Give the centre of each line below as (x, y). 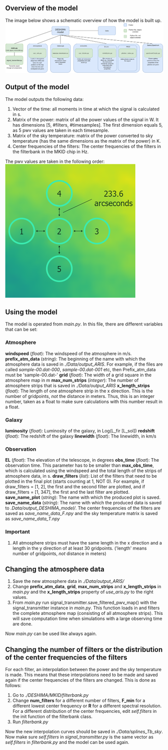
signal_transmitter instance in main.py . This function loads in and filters (86, 608)
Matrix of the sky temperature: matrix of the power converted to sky (82, 136)
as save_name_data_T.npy (33, 519)
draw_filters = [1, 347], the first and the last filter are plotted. (67, 492)
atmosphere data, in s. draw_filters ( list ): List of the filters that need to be (81, 476)
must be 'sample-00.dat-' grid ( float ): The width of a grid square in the (78, 375)
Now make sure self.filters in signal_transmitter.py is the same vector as (79, 737)
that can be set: (21, 330)
